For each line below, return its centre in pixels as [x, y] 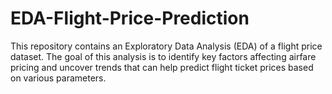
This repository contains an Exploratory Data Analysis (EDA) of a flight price [166, 46]
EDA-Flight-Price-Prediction [130, 18]
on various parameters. [58, 78]
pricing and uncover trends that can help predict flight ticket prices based [162, 67]
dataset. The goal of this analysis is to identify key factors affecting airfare [163, 56]
